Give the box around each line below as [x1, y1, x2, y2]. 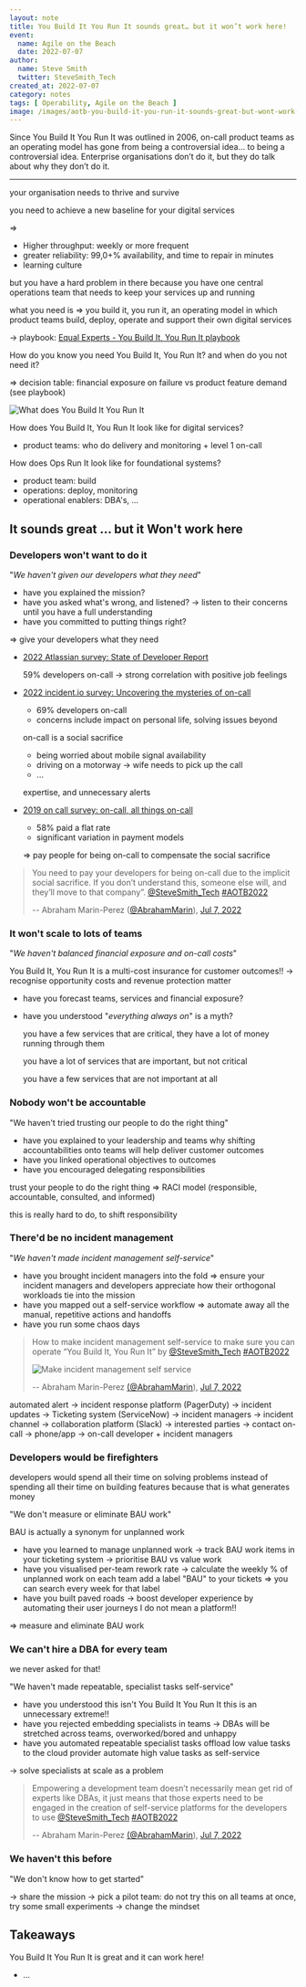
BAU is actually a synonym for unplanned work [9, 1527, 185, 1538]
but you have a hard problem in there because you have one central [9, 278, 264, 289]
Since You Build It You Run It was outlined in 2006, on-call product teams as [9, 131, 295, 142]
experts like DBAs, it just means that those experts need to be [31, 1793, 264, 1803]
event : [9, 30, 35, 39]
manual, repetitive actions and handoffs [22, 1309, 171, 1319]
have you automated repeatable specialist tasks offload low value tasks [22, 1738, 291, 1749]
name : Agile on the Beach [17, 38, 117, 48]
